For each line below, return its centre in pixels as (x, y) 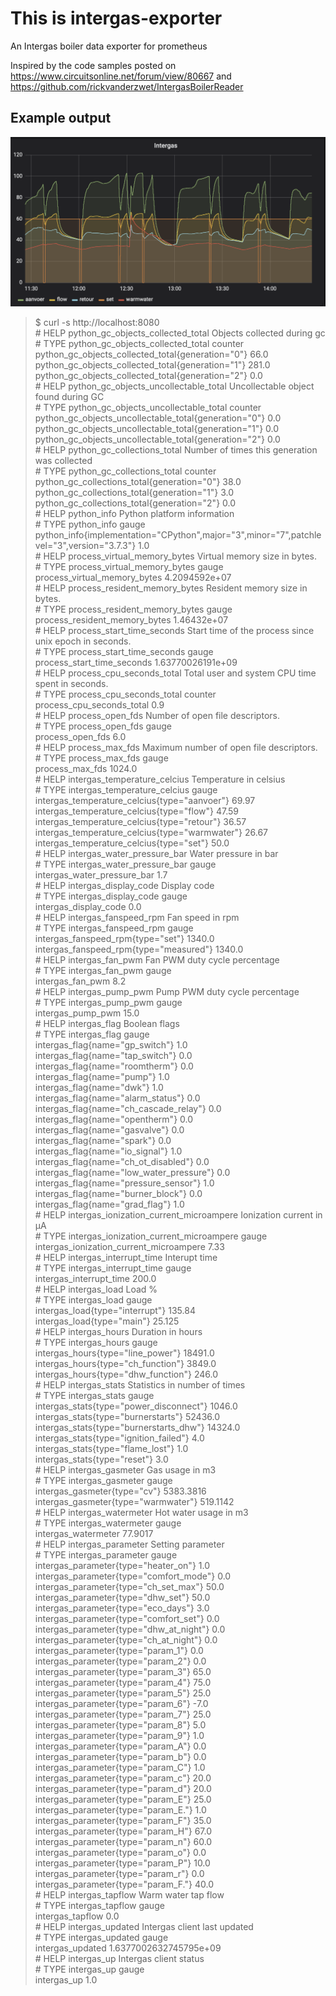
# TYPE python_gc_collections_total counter (125, 471)
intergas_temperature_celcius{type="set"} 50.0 (132, 843)
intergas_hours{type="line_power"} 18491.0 (124, 1353)
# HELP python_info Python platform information (134, 513)
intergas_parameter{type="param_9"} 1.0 (119, 1735)
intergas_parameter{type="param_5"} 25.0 (123, 1693)
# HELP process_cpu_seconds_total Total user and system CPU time (175, 673)
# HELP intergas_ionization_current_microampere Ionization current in (178, 1214)
